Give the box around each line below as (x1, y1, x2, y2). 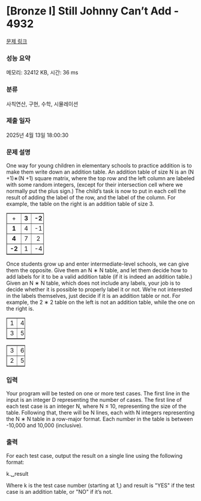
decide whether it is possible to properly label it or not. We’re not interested (6, 286, 193, 293)
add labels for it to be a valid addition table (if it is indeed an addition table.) (6, 273, 193, 281)
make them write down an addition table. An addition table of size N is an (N (6, 168, 194, 175)
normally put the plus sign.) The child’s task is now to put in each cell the (6, 187, 186, 195)
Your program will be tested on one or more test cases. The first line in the (6, 390, 190, 397)
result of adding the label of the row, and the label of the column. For (6, 194, 176, 201)
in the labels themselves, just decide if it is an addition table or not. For (6, 293, 181, 300)
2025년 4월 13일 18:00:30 (6, 131, 69, 139)
